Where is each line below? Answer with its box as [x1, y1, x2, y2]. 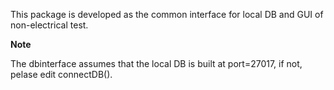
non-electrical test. [10, 19, 89, 31]
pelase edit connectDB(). [10, 69, 113, 80]
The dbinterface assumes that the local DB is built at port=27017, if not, [10, 58, 303, 69]
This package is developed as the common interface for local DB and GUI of [10, 9, 324, 20]
